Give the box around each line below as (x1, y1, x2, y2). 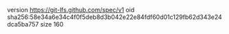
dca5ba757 (7, 20, 39, 28)
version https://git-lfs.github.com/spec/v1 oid (7, 6, 135, 14)
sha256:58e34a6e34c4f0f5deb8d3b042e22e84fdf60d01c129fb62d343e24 (7, 13, 223, 21)
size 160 (40, 20, 64, 28)
